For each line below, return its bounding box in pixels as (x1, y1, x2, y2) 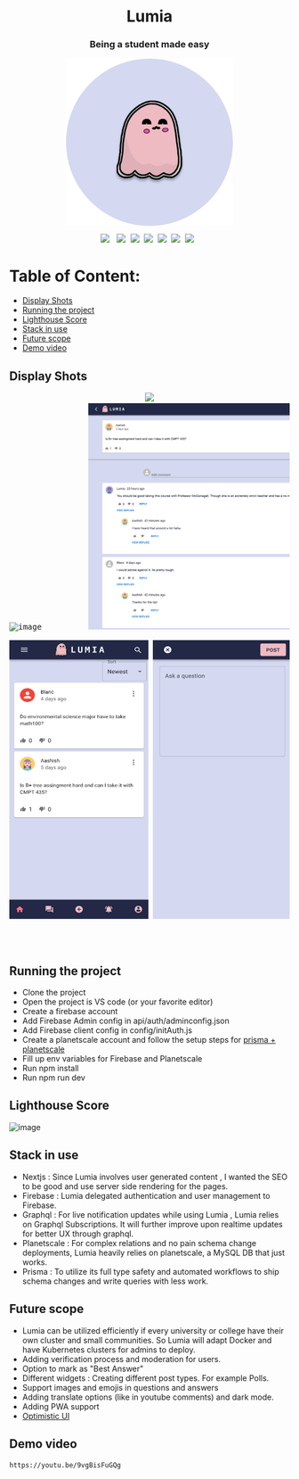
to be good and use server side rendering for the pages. (21, 1180, 229, 1192)
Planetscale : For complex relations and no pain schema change (21, 1237, 256, 1248)
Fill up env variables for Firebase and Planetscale (21, 1053, 203, 1064)
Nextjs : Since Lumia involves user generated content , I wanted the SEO (21, 1171, 287, 1182)
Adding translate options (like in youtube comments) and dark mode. (21, 1392, 274, 1402)
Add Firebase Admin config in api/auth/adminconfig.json (21, 1015, 230, 1027)
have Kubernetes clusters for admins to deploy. (21, 1344, 196, 1355)
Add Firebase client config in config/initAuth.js (21, 1025, 193, 1036)
